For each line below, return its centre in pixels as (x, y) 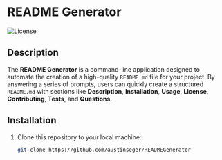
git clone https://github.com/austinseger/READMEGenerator (104, 150)
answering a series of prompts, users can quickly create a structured (105, 84)
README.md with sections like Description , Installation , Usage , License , (108, 91)
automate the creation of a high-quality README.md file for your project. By (111, 77)
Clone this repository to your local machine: (79, 137)
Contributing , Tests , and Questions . (60, 99)
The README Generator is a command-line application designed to (104, 69)
